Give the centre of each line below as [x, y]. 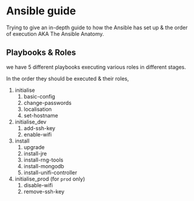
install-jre [35, 153]
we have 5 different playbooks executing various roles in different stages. [96, 67]
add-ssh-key [39, 128]
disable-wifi [38, 185]
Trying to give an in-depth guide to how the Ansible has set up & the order [97, 27]
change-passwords [48, 103]
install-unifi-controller [50, 172]
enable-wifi [37, 134]
